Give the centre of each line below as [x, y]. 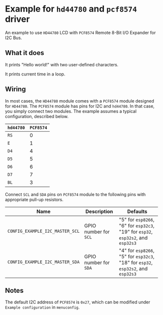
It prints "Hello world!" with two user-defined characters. [62, 64]
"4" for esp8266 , [137, 250]
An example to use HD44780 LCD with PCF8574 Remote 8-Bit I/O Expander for [81, 32]
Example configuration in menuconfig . [42, 307]
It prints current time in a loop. [35, 74]
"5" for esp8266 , [137, 220]
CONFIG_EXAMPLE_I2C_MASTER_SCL [44, 231]
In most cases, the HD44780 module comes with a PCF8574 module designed [80, 101]
